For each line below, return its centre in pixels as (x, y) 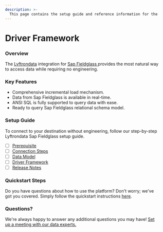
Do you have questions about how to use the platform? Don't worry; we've (80, 191)
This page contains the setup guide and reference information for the (84, 14)
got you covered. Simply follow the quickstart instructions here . (69, 196)
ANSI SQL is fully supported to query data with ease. (65, 103)
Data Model (24, 157)
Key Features (21, 82)
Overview (17, 53)
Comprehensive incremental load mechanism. (58, 92)
